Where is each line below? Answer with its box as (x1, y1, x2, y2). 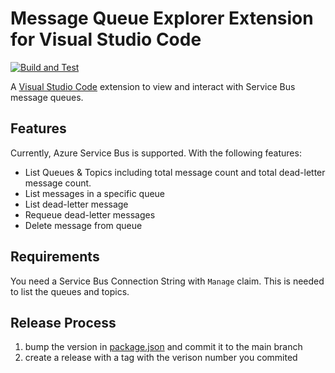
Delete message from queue (24, 219, 143, 231)
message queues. (10, 91, 84, 103)
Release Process (10, 314, 117, 331)
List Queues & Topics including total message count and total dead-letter (24, 166, 326, 178)
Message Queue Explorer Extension (10, 7, 314, 30)
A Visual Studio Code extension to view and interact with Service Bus (10, 80, 296, 92)
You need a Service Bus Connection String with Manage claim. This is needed (10, 275, 325, 287)
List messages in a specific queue (24, 187, 166, 199)
